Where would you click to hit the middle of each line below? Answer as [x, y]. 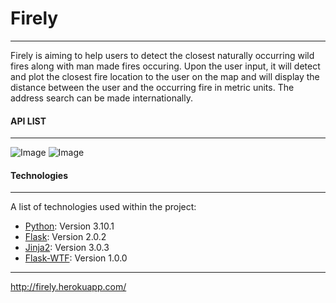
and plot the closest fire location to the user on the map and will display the [165, 76]
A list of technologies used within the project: [103, 207]
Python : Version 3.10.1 [69, 226]
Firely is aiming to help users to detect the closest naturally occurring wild [162, 55]
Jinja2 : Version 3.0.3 [67, 248]
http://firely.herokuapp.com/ [68, 287]
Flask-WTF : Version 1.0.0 [76, 258]
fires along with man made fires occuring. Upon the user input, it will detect [165, 66]
